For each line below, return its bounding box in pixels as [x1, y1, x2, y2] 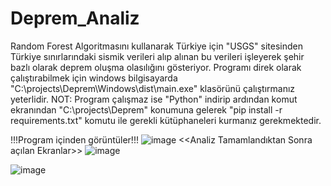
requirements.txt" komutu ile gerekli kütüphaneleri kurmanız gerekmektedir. [10, 114, 322, 126]
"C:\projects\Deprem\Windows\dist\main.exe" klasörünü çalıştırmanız [10, 82, 296, 94]
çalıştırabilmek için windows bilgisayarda [10, 72, 178, 84]
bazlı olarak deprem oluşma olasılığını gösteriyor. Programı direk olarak [10, 61, 302, 73]
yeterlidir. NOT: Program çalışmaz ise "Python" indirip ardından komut [10, 93, 298, 105]
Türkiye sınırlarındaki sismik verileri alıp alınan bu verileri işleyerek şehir [10, 50, 305, 62]
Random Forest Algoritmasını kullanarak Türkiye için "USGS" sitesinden [10, 40, 303, 52]
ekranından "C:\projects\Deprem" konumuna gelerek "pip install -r [10, 103, 283, 116]
